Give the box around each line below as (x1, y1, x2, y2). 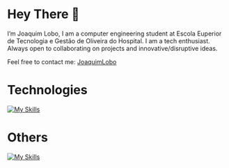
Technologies (7, 82, 88, 98)
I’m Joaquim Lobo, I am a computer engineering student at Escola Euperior (7, 29, 222, 38)
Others (7, 130, 49, 146)
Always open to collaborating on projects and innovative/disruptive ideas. (7, 44, 218, 52)
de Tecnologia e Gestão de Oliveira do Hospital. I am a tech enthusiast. (7, 36, 210, 45)
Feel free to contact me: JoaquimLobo (7, 57, 117, 66)
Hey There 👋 (7, 6, 80, 22)
